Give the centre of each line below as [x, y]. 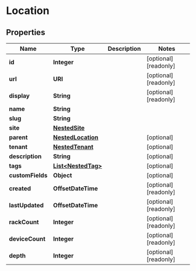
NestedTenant [73, 147]
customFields [28, 175]
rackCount [24, 222]
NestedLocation [76, 137]
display [20, 96]
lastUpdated [26, 205]
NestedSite [69, 128]
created [20, 188]
